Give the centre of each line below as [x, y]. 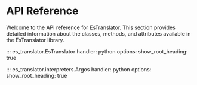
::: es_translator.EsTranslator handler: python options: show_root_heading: [97, 51]
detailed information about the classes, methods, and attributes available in [98, 33]
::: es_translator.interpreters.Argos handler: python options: [79, 69]
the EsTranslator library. [35, 40]
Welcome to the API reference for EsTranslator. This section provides [91, 27]
